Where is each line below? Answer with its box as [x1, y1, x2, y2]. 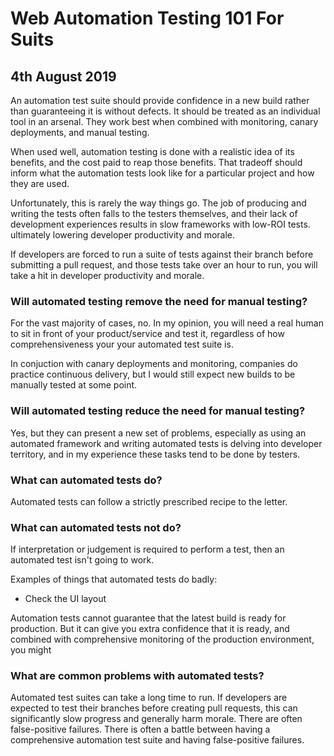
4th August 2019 [10, 68, 117, 85]
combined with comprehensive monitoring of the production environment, [10, 633, 315, 646]
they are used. [10, 178, 70, 189]
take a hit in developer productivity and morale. [10, 270, 205, 281]
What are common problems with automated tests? [10, 669, 265, 683]
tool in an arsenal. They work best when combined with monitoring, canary [10, 116, 319, 127]
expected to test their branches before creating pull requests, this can [10, 702, 298, 714]
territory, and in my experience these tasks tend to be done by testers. [10, 448, 301, 460]
